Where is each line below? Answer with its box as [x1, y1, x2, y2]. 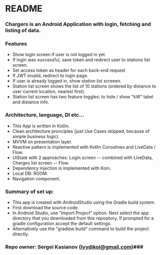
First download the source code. [12, 205, 79, 210]
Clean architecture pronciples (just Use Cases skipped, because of [12, 128, 150, 134]
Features [5, 40, 27, 47]
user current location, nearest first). [12, 88, 85, 94]
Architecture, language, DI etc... [5, 111, 84, 118]
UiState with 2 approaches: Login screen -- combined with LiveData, [12, 155, 153, 161]
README [5, 3, 43, 14]
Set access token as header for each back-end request [12, 68, 126, 74]
